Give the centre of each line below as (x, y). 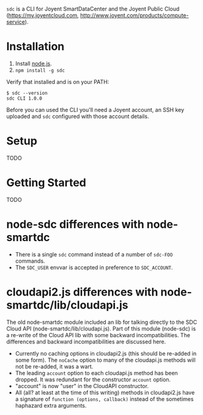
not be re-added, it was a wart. (54, 366)
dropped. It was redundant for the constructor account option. (93, 379)
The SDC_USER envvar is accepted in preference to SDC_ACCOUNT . (94, 267)
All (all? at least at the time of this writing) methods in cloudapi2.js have (105, 392)
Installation (35, 47)
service (16, 22)
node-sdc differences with (76, 224)
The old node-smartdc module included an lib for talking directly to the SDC (102, 322)
